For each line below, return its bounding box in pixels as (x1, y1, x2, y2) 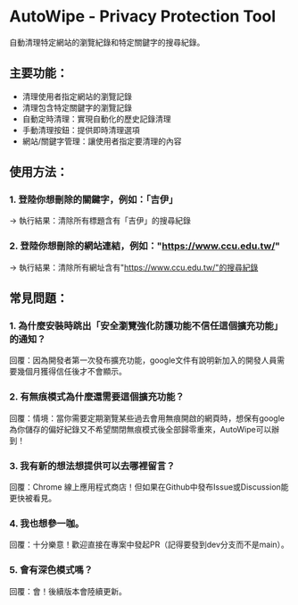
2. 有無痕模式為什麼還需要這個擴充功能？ (9, 391, 185, 403)
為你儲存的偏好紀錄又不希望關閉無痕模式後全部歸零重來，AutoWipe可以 (9, 424, 272, 434)
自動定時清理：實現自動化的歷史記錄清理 (21, 113, 171, 124)
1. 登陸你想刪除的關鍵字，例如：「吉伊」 (9, 194, 178, 206)
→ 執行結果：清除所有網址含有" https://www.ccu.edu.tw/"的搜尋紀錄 (9, 262, 259, 273)
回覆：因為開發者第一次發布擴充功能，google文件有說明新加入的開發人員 (9, 355, 277, 366)
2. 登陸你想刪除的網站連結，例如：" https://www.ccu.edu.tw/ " (9, 239, 281, 252)
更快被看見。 (9, 493, 56, 504)
